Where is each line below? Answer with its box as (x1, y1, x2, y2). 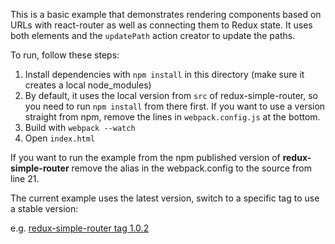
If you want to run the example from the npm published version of (10, 152, 281, 163)
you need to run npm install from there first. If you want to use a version (24, 100, 326, 112)
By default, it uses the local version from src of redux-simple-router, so (24, 90, 318, 101)
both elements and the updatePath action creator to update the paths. (10, 30, 296, 41)
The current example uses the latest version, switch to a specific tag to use (10, 192, 320, 204)
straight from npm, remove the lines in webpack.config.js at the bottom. (24, 111, 321, 123)
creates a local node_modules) (24, 79, 152, 91)
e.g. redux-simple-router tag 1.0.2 (10, 222, 150, 234)
